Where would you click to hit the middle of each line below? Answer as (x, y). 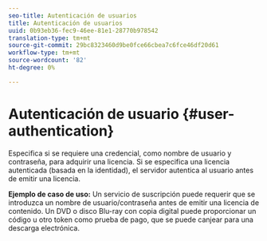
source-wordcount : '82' (48, 61)
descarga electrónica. (44, 227)
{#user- (208, 114)
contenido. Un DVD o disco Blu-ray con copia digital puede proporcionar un (132, 211)
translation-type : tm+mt (49, 38)
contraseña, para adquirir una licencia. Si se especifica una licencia (119, 161)
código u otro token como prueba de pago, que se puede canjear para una (131, 219)
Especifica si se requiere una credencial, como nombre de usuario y (120, 153)
